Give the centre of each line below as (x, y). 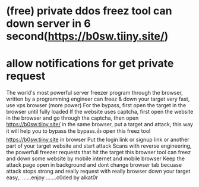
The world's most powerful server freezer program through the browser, (94, 93)
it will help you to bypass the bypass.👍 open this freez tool (78, 131)
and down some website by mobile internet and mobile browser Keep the (96, 158)
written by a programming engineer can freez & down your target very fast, (98, 99)
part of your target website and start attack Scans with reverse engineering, (99, 146)
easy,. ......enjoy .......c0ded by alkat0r (52, 177)
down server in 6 (48, 24)
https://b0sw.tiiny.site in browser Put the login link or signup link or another (98, 140)
